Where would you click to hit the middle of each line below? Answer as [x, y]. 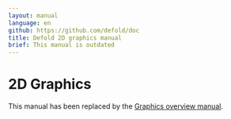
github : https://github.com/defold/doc [74, 30]
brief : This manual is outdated [61, 45]
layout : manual [33, 15]
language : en [30, 23]
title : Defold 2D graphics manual [65, 38]
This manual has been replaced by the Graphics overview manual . [116, 106]
